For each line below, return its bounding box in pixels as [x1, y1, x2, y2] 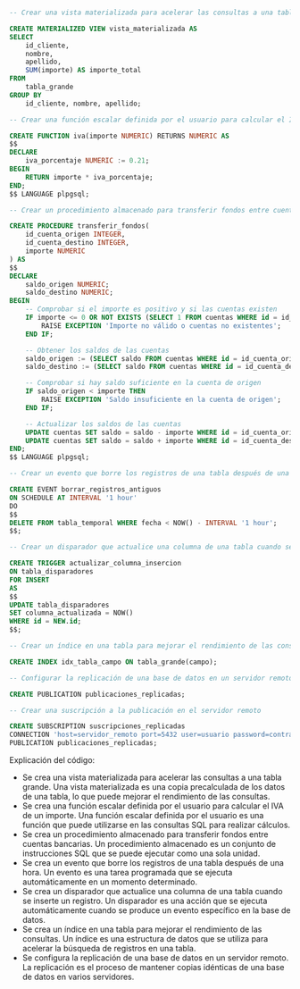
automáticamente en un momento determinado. [21, 876, 198, 887]
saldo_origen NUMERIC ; [25, 280, 110, 289]
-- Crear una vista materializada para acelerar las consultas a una [9, 8, 274, 17]
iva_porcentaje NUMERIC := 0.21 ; [25, 156, 150, 165]
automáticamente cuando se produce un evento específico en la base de [21, 905, 291, 916]
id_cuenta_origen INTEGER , [25, 230, 126, 239]
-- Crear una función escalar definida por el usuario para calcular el [9, 115, 286, 124]
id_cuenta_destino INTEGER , [25, 239, 129, 247]
